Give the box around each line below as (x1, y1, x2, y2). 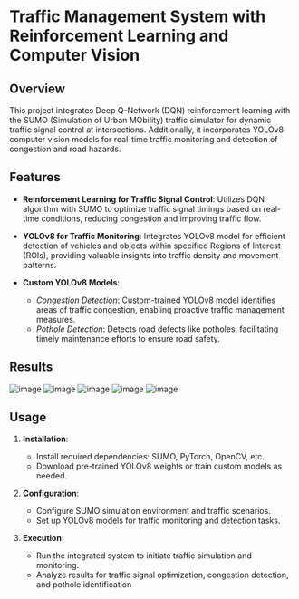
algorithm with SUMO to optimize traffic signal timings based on (22, 203, 262, 214)
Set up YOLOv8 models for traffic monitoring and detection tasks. (35, 515, 281, 527)
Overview (9, 81, 66, 96)
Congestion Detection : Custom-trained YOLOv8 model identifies (35, 295, 276, 305)
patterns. (22, 259, 57, 270)
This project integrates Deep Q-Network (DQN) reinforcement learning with (9, 105, 291, 115)
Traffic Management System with (9, 6, 266, 27)
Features (9, 169, 61, 185)
